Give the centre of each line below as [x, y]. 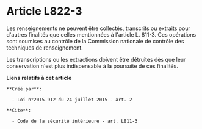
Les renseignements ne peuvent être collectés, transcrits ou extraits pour [99, 28]
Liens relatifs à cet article [39, 78]
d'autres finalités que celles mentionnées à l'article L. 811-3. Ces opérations [101, 34]
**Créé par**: [24, 89]
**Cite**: [19, 110]
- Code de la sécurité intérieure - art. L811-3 [75, 121]
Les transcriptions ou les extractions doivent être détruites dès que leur [96, 59]
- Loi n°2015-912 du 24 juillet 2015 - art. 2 [72, 100]
